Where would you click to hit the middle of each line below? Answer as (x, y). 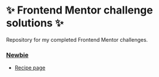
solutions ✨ (35, 23)
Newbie (17, 55)
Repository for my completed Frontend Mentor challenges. (77, 39)
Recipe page (30, 68)
